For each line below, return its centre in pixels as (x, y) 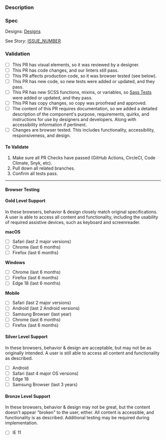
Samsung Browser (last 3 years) (45, 385)
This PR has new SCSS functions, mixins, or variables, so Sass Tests (82, 92)
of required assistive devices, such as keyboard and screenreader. (73, 222)
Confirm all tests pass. (35, 174)
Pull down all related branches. (44, 168)
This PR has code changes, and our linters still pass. (65, 70)
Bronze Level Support (28, 396)
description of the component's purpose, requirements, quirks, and (81, 114)
